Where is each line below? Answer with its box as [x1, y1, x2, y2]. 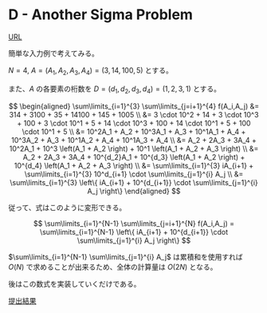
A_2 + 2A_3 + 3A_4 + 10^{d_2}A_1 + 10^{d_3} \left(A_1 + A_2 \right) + [22, 152, 245, 161]
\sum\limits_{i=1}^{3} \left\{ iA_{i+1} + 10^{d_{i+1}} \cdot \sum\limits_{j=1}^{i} [9, 177, 259, 187]
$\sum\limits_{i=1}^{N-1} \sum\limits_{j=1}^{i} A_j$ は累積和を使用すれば [8, 252, 243, 261]
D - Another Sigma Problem [8, 6, 194, 24]
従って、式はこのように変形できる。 [8, 202, 127, 212]
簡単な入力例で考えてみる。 [8, 48, 100, 57]
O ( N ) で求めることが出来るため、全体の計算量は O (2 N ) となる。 [8, 262, 218, 271]
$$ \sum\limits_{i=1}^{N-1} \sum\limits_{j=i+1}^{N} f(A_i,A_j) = [33, 218, 235, 228]
